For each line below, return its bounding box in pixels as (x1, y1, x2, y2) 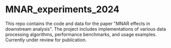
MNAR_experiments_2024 (5, 4, 120, 15)
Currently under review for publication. (5, 37, 87, 43)
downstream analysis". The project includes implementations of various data (5, 26, 166, 32)
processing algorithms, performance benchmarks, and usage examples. (5, 31, 157, 37)
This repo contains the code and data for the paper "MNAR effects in (5, 20, 151, 27)
